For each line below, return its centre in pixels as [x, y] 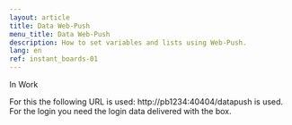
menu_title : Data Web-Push [60, 34]
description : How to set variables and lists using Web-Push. [128, 42]
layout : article [40, 17]
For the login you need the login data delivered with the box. [120, 111]
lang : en [26, 51]
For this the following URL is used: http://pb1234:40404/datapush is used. [146, 102]
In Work [24, 84]
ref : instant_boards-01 [54, 59]
